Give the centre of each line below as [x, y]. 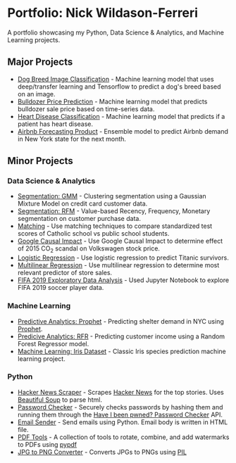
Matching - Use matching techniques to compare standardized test [115, 226]
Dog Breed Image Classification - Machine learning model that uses [116, 79]
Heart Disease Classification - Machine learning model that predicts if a [121, 116]
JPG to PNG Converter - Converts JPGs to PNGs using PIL [102, 452]
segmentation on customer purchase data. [79, 219]
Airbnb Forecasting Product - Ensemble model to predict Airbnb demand [123, 131]
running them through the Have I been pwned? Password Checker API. [120, 414]
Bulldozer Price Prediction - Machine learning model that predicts [112, 101]
